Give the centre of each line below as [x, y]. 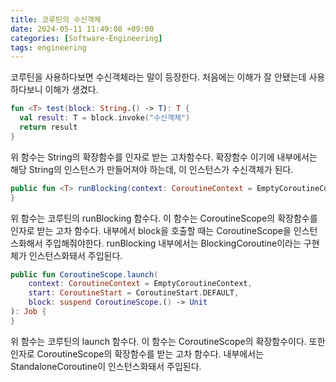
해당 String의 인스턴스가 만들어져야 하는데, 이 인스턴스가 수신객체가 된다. [152, 169]
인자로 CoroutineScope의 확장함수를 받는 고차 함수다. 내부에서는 [137, 353]
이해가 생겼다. [71, 90]
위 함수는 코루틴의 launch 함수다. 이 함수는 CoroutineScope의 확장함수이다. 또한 [168, 341]
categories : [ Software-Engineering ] [86, 38]
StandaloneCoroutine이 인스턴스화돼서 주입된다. [106, 366]
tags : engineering [48, 47]
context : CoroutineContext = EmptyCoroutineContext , [140, 284]
